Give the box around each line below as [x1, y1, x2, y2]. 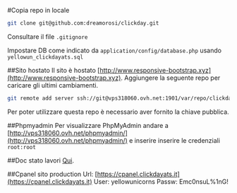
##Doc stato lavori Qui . [7, 156, 75, 165]
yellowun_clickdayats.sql [7, 53, 83, 61]
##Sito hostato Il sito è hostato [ [7, 66, 100, 74]
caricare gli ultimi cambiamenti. [7, 81, 99, 89]
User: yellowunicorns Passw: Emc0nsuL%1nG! [93, 177, 229, 186]
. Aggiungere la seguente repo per [121, 74, 221, 82]
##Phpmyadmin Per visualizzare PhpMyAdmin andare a [7, 121, 169, 129]
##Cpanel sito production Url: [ [7, 170, 97, 178]
